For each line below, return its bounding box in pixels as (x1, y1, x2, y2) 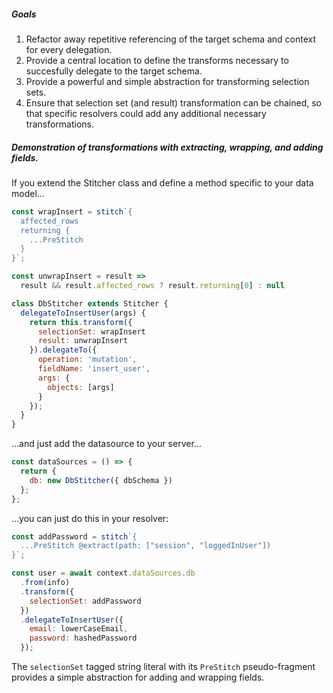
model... (11, 187, 45, 199)
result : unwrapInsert (37, 336, 129, 346)
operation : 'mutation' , (37, 355, 138, 365)
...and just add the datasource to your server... (11, 438, 202, 450)
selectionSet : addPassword (29, 596, 142, 606)
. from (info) (20, 578, 71, 588)
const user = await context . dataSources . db (11, 568, 196, 579)
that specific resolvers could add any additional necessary (25, 107, 267, 119)
